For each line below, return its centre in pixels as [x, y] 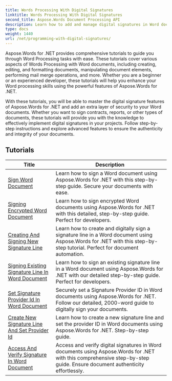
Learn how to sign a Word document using [106, 173]
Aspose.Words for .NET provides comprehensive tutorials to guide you [80, 53]
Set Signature [24, 293]
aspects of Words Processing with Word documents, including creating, [81, 64]
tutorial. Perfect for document [103, 248]
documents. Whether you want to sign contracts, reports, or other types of [84, 112]
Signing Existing [27, 266]
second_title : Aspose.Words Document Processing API [63, 19]
